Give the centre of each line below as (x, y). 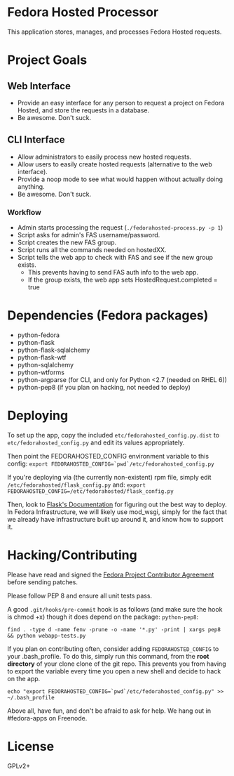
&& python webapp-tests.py (47, 636)
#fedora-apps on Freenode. (47, 718)
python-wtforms (41, 372)
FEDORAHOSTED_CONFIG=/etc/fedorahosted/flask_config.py (90, 491)
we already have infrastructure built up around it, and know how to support (115, 519)
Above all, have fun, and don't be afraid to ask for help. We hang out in (109, 711)
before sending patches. (43, 582)
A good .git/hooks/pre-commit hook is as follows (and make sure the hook (115, 609)
